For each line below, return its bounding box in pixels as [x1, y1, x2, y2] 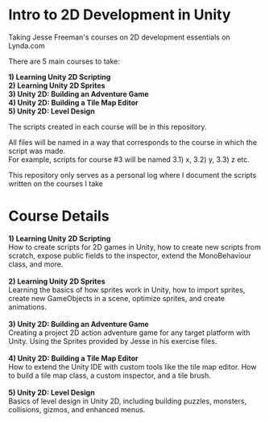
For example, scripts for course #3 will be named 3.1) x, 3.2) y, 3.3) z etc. [8, 155, 250, 164]
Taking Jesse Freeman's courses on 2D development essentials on [8, 32, 231, 42]
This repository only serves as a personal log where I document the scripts [8, 170, 257, 180]
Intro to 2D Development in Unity [8, 6, 231, 24]
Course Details [8, 207, 110, 225]
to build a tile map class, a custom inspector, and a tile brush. [8, 370, 212, 380]
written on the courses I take [8, 179, 103, 188]
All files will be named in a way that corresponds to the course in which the [8, 137, 258, 147]
